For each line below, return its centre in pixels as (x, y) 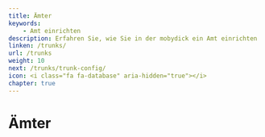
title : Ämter (30, 16)
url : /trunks (30, 53)
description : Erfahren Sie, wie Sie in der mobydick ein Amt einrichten (133, 38)
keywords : (25, 23)
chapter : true (32, 83)
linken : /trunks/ (37, 46)
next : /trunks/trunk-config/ (57, 68)
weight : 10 (27, 61)
